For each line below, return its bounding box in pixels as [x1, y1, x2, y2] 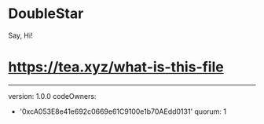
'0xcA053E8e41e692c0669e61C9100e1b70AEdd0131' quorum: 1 [19, 107, 227, 116]
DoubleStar [8, 5, 84, 23]
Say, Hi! [8, 31, 33, 40]
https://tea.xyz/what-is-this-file [8, 58, 224, 76]
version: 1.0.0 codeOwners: [8, 91, 97, 100]
